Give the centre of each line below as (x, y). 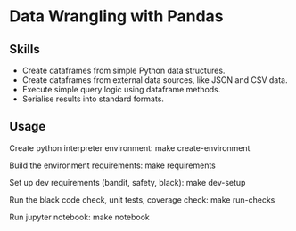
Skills (25, 49)
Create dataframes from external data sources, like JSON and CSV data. (155, 80)
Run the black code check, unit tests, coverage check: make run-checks (142, 199)
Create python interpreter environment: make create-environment (130, 147)
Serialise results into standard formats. (93, 99)
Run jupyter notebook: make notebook (79, 217)
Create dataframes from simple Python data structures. (123, 70)
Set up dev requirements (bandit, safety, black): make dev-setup (127, 182)
